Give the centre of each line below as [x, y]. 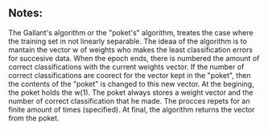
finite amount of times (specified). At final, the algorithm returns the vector [132, 109]
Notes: [25, 13]
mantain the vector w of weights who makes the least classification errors [131, 49]
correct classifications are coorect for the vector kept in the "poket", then [130, 75]
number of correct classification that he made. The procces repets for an [129, 100]
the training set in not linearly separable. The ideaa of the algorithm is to [128, 41]
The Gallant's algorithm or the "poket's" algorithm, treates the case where [131, 32]
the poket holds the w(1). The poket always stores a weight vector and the [131, 92]
